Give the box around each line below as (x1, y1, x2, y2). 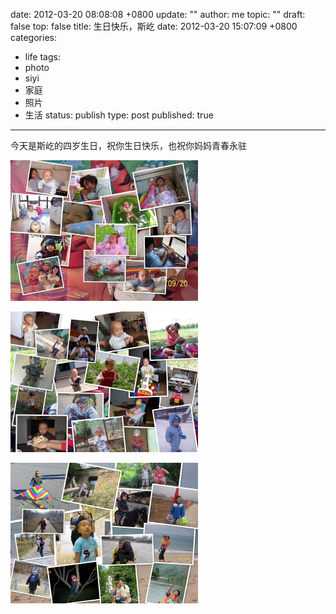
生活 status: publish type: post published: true (24, 109, 214, 121)
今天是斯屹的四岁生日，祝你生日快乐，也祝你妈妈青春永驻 (10, 140, 247, 151)
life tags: (24, 51, 61, 63)
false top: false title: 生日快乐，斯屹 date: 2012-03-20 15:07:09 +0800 (10, 20, 298, 32)
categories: (10, 32, 57, 43)
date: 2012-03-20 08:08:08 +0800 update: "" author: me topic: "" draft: (10, 9, 306, 20)
